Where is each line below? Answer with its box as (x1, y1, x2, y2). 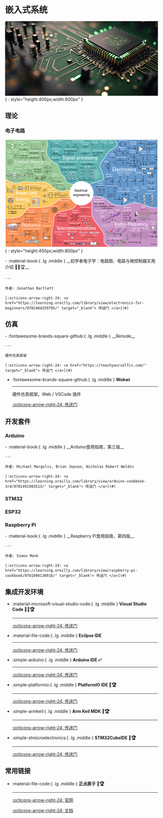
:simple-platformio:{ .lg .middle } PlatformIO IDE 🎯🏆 (12, 682, 116, 688)
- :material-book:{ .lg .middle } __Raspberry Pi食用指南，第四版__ (5, 533, 134, 539)
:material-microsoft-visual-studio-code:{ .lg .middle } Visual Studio (12, 601, 147, 607)
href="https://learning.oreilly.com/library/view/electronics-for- (5, 300, 145, 305)
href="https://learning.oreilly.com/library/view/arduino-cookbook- (5, 479, 147, 484)
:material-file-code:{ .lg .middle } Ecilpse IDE (12, 632, 102, 638)
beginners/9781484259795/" (5, 305, 60, 311)
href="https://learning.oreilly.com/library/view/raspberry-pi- (5, 568, 138, 573)
